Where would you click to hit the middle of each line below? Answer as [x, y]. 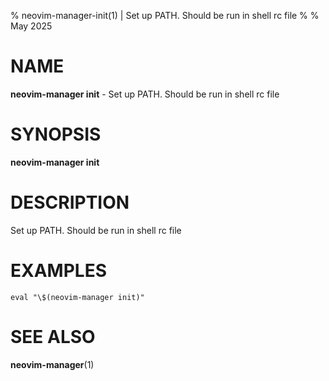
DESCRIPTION [70, 202]
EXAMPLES [58, 271]
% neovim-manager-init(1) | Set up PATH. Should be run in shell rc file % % [165, 15]
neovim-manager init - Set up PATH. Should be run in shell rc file [145, 94]
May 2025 [31, 26]
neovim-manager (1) [52, 364]
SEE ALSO [53, 336]
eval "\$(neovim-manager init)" [77, 297]
